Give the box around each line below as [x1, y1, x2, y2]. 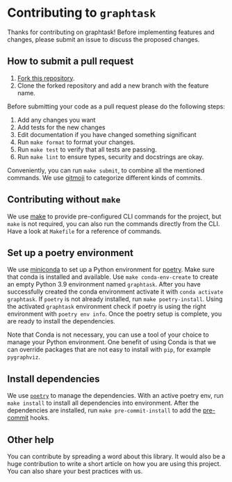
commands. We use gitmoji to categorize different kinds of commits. [7, 173, 203, 182]
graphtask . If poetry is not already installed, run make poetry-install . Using [7, 295, 223, 303]
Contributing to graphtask [7, 5, 156, 21]
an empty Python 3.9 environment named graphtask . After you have [7, 280, 201, 289]
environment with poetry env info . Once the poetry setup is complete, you [7, 310, 222, 318]
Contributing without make [7, 193, 121, 206]
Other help [7, 433, 54, 446]
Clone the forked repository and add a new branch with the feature [17, 81, 209, 90]
